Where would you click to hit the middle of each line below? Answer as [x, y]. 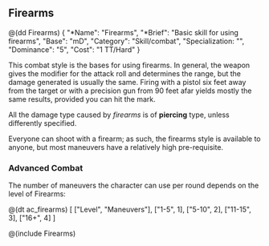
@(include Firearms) [42, 234]
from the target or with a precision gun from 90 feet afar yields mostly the [130, 91]
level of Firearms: [37, 194]
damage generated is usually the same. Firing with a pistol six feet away [127, 82]
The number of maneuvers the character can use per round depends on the [134, 186]
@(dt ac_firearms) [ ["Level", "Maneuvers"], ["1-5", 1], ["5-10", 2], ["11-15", [130, 210]
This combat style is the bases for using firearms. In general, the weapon [129, 65]
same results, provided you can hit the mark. [82, 99]
